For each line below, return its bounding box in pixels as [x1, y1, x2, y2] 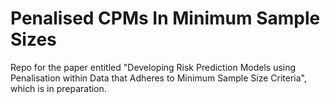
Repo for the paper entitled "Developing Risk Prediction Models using [10, 61, 297, 73]
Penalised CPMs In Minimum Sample [10, 7, 321, 30]
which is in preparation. [10, 82, 107, 94]
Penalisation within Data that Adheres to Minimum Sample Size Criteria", [10, 72, 308, 84]
